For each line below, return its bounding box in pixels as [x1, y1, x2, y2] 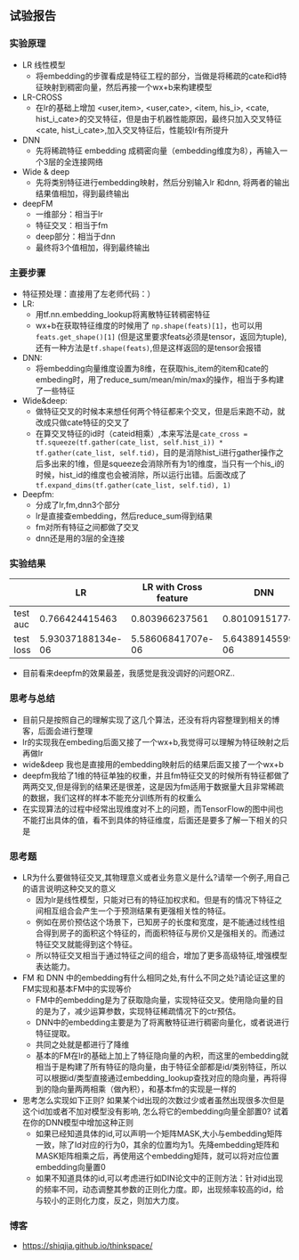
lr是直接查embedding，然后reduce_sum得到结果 [35, 511, 214, 521]
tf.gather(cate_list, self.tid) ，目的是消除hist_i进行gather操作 [35, 446, 276, 457]
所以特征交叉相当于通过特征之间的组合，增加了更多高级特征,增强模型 [35, 950, 287, 961]
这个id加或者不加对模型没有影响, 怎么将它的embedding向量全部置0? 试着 [21, 1106, 289, 1117]
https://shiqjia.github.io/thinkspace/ [21, 1240, 153, 1251]
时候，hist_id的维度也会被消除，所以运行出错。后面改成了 [35, 469, 247, 479]
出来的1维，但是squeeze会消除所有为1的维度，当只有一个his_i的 [51, 458, 285, 469]
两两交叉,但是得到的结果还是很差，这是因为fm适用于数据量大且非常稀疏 [21, 781, 285, 791]
